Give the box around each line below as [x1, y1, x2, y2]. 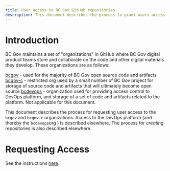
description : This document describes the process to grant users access [5, 12, 166, 17]
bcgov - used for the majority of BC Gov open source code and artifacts [5, 72, 157, 78]
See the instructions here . [5, 160, 60, 166]
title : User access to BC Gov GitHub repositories [5, 7, 115, 13]
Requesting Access [5, 143, 90, 155]
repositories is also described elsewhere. [5, 125, 92, 132]
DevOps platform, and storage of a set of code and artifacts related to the [5, 94, 160, 100]
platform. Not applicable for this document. [5, 99, 96, 105]
